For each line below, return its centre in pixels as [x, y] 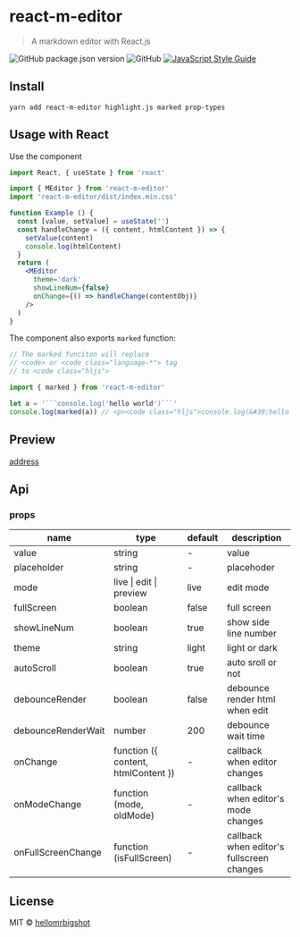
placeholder [39, 568]
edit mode [248, 587]
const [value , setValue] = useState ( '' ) [93, 222]
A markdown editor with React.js [91, 41]
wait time [246, 737]
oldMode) [133, 815]
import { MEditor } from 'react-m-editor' [89, 189]
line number [251, 634]
